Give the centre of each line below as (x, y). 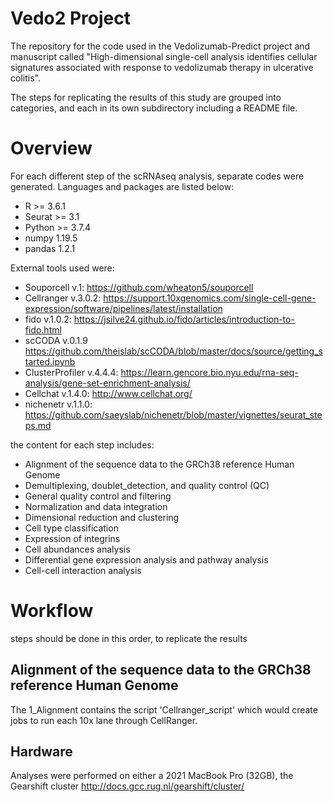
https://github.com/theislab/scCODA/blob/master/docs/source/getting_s (173, 351)
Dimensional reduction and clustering (102, 517)
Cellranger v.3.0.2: (63, 298)
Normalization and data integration (96, 506)
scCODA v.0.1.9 (56, 340)
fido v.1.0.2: (48, 319)
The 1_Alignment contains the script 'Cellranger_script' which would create (164, 709)
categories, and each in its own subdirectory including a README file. (154, 108)
